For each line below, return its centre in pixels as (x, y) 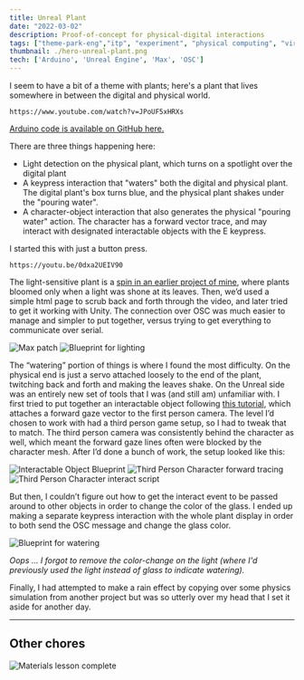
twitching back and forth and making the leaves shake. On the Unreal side (147, 384)
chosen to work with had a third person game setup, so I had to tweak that (148, 423)
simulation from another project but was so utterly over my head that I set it (150, 597)
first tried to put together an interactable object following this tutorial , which (150, 403)
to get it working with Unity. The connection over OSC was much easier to (147, 311)
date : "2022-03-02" (46, 26)
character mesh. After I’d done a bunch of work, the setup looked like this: (147, 452)
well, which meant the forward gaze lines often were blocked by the (136, 442)
